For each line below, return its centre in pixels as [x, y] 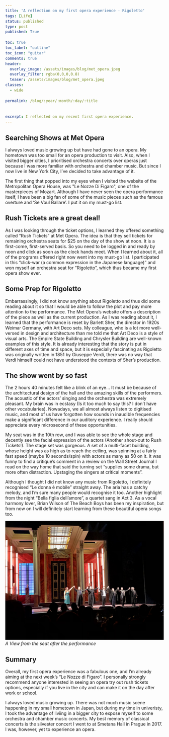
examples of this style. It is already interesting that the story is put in [76, 344]
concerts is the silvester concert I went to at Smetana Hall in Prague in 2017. [84, 724]
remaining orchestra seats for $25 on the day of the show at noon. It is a [80, 241]
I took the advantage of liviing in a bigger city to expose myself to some [79, 713]
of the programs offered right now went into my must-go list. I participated [82, 257]
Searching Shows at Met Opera [55, 138]
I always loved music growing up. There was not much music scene [75, 703]
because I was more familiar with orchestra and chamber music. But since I [83, 166]
